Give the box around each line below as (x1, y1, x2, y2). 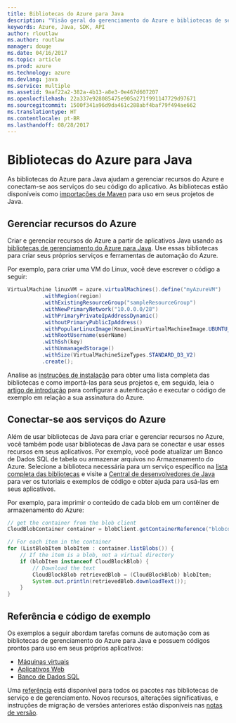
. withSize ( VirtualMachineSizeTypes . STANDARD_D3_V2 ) (41, 352, 197, 359)
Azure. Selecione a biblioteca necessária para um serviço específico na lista (7, 462, 228, 471)
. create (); (41, 358, 74, 365)
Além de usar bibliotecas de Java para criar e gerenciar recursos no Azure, (7, 432, 225, 440)
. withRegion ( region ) (41, 293, 102, 300)
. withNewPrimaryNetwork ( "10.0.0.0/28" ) (41, 305, 159, 313)
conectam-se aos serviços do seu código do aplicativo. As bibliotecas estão (7, 182, 228, 191)
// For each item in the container (7, 539, 112, 546)
